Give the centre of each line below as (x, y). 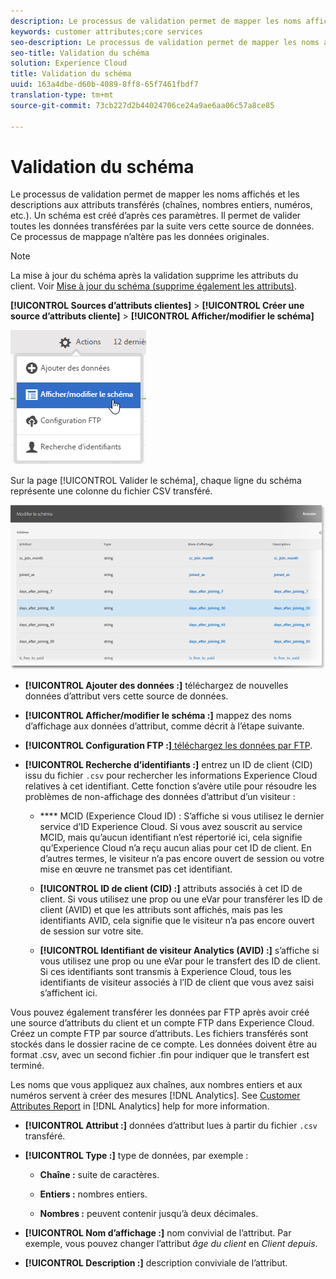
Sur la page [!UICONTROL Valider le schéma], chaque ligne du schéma (156, 481)
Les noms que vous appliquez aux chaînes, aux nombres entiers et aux (156, 1085)
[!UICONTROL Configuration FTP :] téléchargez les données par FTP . (168, 746)
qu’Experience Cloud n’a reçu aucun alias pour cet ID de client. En (175, 848)
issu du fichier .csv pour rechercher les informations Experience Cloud (171, 776)
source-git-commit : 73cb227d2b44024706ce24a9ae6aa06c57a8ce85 (142, 105)
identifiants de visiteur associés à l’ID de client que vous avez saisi (177, 982)
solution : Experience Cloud (69, 63)
